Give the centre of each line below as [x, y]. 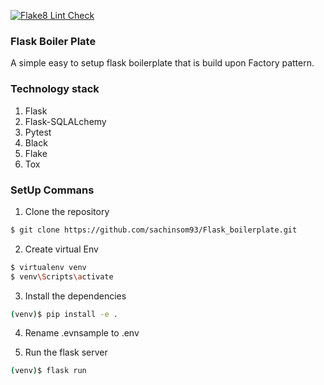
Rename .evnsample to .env [82, 333]
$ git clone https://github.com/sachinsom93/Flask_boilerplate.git [154, 230]
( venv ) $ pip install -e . [64, 314]
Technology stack [55, 89]
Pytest [38, 132]
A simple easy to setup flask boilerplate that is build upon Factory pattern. [162, 63]
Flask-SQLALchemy [65, 121]
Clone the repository [67, 211]
